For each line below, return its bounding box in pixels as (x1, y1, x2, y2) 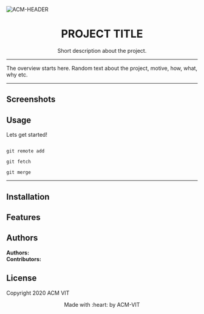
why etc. (6, 70, 28, 78)
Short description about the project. (57, 47, 147, 54)
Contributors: (6, 255, 41, 262)
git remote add (6, 148, 45, 154)
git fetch (6, 159, 32, 165)
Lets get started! (6, 131, 47, 138)
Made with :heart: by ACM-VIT (64, 301, 140, 308)
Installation (6, 191, 50, 202)
